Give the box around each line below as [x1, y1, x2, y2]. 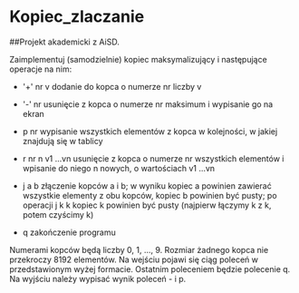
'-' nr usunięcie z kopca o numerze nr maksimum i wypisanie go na [22, 98, 274, 110]
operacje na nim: [9, 63, 72, 74]
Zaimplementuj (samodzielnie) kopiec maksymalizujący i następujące [9, 54, 267, 64]
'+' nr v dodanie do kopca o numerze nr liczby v [22, 81, 202, 92]
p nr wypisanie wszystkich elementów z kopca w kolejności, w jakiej [22, 125, 278, 137]
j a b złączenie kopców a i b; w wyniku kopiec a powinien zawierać [22, 180, 272, 191]
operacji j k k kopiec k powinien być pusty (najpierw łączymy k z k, [22, 200, 272, 210]
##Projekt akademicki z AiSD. [9, 36, 120, 47]
